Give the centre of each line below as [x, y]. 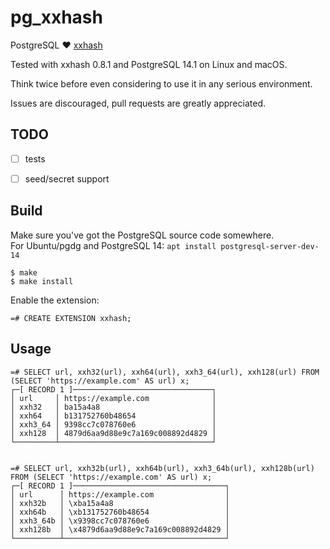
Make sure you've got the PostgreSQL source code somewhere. [142, 235]
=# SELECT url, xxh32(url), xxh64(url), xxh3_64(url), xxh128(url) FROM [165, 372]
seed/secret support [67, 178]
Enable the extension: [55, 300]
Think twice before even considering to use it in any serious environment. [161, 83]
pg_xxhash [56, 17]
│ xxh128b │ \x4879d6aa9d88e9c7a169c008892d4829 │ [120, 529]
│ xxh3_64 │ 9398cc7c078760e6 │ [113, 424]
